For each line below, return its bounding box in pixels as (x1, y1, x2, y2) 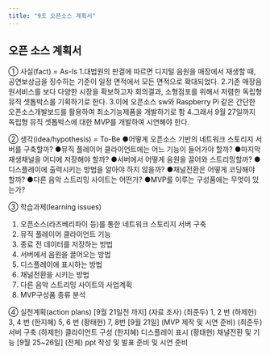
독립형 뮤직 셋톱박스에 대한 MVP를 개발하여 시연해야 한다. (8, 117, 190, 127)
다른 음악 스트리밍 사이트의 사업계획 (19, 280, 133, 289)
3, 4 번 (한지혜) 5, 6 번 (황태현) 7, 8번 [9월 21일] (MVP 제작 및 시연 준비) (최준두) (8, 317, 263, 328)
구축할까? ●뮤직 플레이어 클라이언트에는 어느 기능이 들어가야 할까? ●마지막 (23, 145, 261, 154)
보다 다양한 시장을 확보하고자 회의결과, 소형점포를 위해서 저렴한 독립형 (43, 87, 263, 97)
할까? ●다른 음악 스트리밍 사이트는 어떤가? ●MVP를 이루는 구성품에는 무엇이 (8, 175, 251, 184)
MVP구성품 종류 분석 (19, 290, 86, 300)
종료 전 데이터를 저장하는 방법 (19, 239, 113, 249)
